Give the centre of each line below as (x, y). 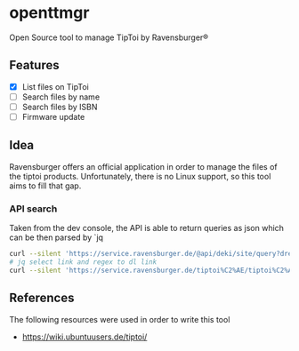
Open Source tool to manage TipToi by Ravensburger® (109, 37)
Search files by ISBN (60, 107)
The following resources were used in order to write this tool (120, 319)
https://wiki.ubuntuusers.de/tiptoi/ (85, 337)
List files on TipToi (55, 86)
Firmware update (53, 116)
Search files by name (61, 97)
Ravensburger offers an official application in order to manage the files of (143, 166)
